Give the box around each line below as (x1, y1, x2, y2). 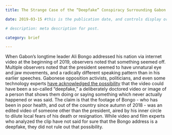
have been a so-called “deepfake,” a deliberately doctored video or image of (5, 86, 167, 92)
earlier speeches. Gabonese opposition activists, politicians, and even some (5, 75, 165, 82)
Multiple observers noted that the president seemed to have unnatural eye (5, 64, 162, 70)
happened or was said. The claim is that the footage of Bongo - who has (5, 97, 158, 103)
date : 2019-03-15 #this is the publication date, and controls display (5, 16, 161, 22)
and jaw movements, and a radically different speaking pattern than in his (5, 70, 160, 76)
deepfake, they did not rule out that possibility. (5, 124, 103, 130)
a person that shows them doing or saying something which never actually (5, 91, 162, 97)
